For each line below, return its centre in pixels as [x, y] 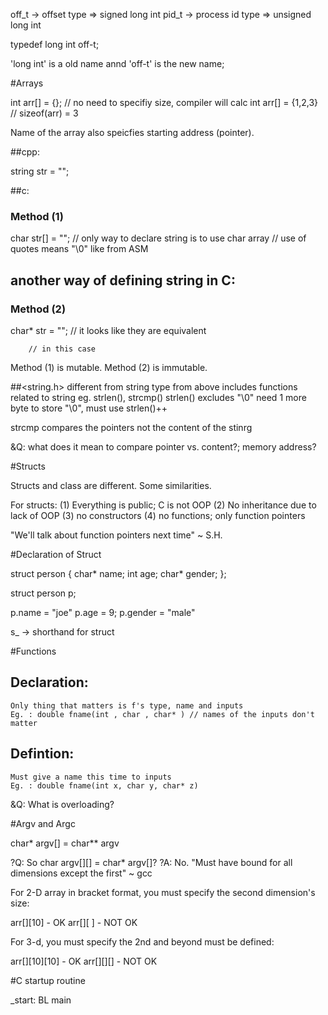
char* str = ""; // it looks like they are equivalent [108, 330]
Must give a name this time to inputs [91, 777]
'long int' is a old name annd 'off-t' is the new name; [117, 63]
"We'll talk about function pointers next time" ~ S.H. [116, 535]
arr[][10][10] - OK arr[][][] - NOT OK [84, 961]
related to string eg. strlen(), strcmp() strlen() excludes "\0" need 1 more [158, 397]
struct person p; [43, 593]
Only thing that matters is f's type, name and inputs [127, 705]
